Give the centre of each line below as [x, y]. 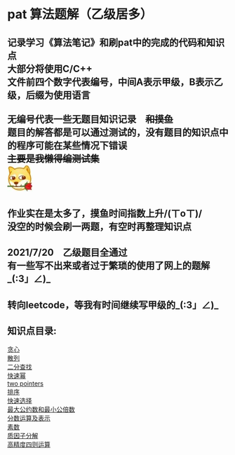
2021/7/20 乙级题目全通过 [67, 253]
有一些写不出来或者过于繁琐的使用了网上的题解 [109, 266]
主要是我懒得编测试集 [53, 158]
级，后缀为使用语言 [49, 95]
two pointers [26, 383]
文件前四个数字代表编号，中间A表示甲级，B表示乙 [115, 82]
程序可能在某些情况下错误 [72, 145]
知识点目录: [32, 331]
